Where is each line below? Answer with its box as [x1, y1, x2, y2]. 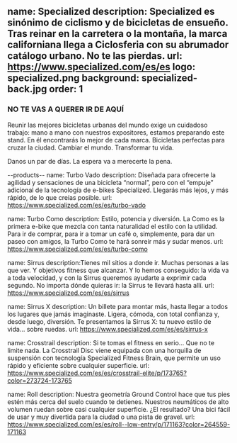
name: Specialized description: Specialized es [7, 6, 215, 18]
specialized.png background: [7, 72, 140, 84]
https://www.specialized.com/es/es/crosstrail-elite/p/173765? [7, 369, 187, 377]
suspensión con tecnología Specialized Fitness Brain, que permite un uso [7, 354, 221, 362]
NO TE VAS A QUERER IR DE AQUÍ [7, 104, 124, 114]
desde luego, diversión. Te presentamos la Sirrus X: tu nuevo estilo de [7, 317, 212, 325]
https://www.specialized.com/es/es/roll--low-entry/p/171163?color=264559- [7, 420, 231, 428]
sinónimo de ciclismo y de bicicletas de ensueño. [7, 17, 229, 29]
